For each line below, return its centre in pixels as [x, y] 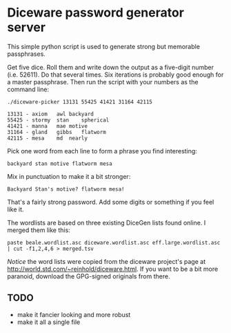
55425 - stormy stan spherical [58, 120]
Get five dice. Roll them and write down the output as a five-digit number [111, 67]
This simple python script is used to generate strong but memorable [103, 46]
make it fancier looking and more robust [74, 314]
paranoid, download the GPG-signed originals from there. [89, 276]
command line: [28, 89]
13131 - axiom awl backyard [51, 114]
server [27, 27]
